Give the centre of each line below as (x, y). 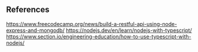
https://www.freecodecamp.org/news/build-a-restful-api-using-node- (92, 24)
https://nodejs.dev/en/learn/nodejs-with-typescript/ (129, 30)
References (28, 10)
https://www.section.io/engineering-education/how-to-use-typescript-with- (99, 36)
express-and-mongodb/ (35, 30)
